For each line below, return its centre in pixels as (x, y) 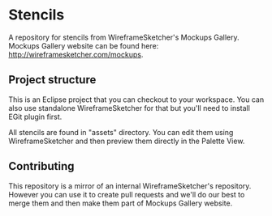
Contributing (41, 166)
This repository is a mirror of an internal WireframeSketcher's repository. (130, 186)
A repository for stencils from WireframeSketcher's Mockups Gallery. (124, 37)
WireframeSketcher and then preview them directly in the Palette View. (127, 141)
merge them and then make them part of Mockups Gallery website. (121, 203)
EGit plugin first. (35, 116)
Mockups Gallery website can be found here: (84, 45)
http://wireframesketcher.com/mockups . (76, 54)
